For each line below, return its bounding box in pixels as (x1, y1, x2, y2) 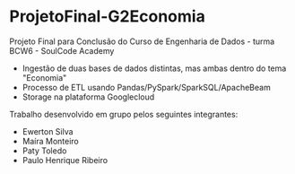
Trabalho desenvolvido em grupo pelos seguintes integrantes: (9, 109, 239, 119)
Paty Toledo (22, 145, 67, 156)
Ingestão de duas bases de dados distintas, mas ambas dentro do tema (22, 63, 287, 74)
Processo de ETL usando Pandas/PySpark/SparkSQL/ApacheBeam (22, 82, 271, 92)
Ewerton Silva (22, 126, 74, 136)
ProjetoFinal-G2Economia (9, 6, 206, 27)
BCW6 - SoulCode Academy (9, 45, 115, 56)
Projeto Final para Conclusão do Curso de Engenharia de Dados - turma (9, 36, 275, 47)
